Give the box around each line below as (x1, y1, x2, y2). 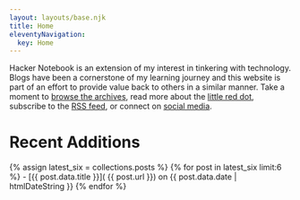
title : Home (9, 22, 54, 30)
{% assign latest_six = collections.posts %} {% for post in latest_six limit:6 (9, 162, 282, 173)
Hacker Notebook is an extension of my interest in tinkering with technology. (9, 63, 291, 74)
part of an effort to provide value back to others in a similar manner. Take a (9, 82, 285, 92)
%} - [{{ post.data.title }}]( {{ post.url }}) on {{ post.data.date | (9, 171, 237, 182)
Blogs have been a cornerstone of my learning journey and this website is (9, 73, 281, 83)
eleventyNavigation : (9, 30, 87, 39)
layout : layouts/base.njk (9, 13, 106, 22)
